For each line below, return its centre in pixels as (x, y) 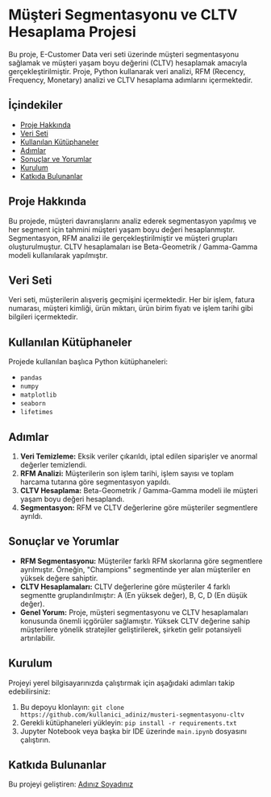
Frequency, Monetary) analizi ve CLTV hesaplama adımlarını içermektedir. (131, 80)
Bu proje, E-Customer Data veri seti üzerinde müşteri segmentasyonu (124, 54)
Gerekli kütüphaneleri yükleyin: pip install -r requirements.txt (128, 722)
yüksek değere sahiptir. (59, 578)
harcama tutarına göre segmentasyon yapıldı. (95, 482)
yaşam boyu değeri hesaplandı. (72, 499)
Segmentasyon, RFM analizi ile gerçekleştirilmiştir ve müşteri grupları (123, 238)
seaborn (33, 404)
